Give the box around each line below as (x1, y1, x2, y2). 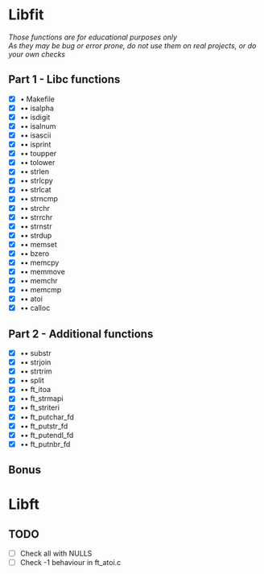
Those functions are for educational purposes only (8, 32, 178, 42)
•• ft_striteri (19, 403, 60, 412)
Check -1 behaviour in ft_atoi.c (19, 558, 122, 568)
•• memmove (19, 266, 66, 276)
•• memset (19, 239, 58, 249)
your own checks (8, 49, 66, 59)
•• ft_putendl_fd (19, 430, 74, 440)
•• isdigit (19, 112, 51, 122)
